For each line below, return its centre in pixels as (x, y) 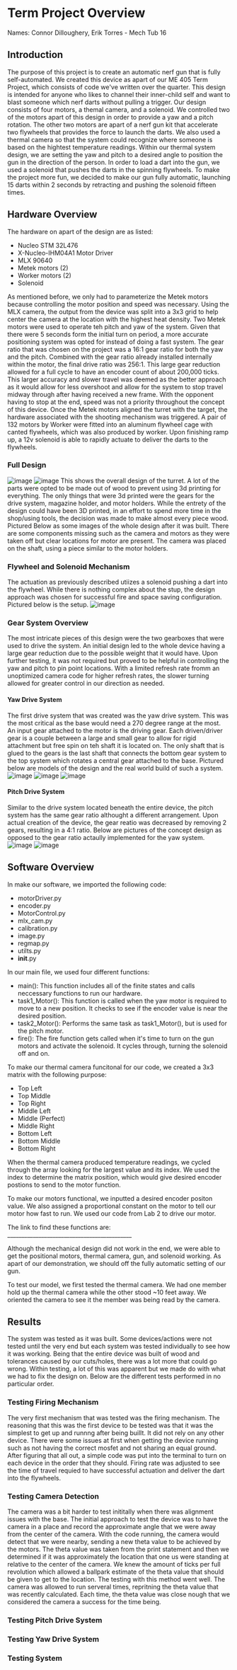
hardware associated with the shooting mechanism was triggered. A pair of (117, 417)
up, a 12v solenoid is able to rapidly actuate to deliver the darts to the (108, 439)
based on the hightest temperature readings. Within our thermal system (111, 147)
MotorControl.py (41, 913)
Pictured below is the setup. (48, 605)
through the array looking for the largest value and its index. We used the (114, 1170)
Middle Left (34, 1111)
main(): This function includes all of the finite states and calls (106, 986)
